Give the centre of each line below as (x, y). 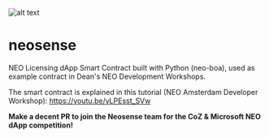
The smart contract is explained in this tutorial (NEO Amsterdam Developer (133, 92)
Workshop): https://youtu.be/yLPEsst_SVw (80, 101)
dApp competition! (41, 125)
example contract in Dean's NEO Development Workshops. (107, 76)
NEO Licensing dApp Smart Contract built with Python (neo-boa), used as (132, 67)
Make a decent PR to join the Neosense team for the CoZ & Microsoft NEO (135, 116)
